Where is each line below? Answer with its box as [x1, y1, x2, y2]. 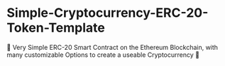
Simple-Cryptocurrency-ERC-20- [6, 5, 209, 21]
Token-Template [6, 20, 106, 36]
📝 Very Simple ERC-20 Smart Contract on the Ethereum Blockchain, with [6, 43, 218, 51]
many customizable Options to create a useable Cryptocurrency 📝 [6, 51, 200, 59]
